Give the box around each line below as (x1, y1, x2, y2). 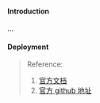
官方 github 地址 (38, 86, 92, 95)
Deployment (7, 42, 49, 51)
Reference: (26, 59, 63, 69)
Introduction (7, 6, 49, 16)
